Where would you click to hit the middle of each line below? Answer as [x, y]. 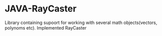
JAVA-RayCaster [40, 9]
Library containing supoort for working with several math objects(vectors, [81, 22]
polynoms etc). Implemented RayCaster [46, 27]
